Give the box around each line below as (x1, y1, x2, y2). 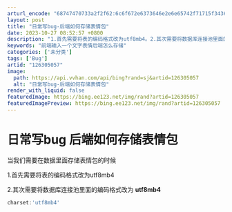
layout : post (7, 17, 45, 23)
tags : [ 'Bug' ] (7, 55, 48, 62)
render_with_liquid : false (7, 87, 85, 94)
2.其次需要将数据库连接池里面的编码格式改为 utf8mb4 (7, 185, 161, 193)
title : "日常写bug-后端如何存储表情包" (7, 23, 109, 30)
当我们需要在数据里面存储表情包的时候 (7, 156, 116, 164)
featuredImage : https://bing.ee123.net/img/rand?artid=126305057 (7, 94, 199, 101)
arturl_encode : (7, 10, 51, 17)
